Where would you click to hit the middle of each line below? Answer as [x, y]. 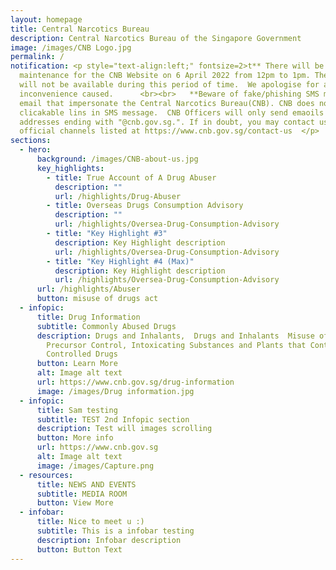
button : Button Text [79, 549]
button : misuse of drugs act [97, 299]
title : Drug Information [88, 317]
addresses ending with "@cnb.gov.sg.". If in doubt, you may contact [167, 122]
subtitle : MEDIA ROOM [82, 494]
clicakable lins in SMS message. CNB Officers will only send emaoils [172, 112]
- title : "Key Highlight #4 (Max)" [120, 261]
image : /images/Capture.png [95, 466]
